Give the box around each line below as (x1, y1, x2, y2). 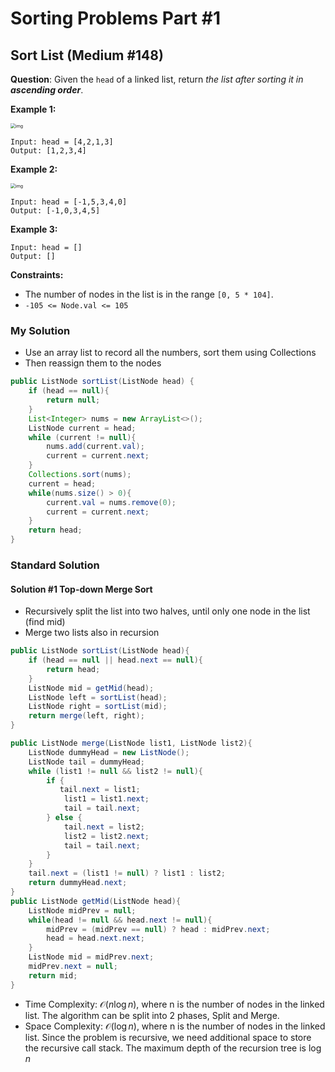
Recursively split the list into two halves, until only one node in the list (24, 605, 311, 617)
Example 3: (10, 223, 58, 235)
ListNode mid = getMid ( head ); (28, 683, 155, 693)
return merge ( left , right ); (28, 711, 145, 721)
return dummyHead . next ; (28, 878, 128, 888)
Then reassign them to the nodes (24, 357, 162, 369)
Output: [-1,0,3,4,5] (10, 206, 101, 216)
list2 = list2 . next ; (63, 831, 150, 841)
